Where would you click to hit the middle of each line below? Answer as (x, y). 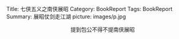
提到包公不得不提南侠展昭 (103, 30)
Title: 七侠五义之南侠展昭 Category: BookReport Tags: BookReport (89, 9)
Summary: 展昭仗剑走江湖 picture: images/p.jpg (66, 16)
